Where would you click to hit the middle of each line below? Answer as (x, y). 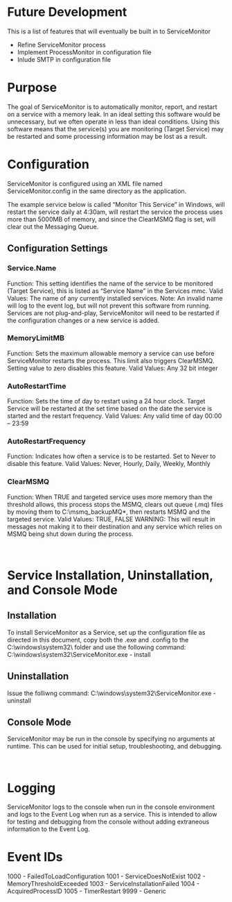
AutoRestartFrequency (47, 442)
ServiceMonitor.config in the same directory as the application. (97, 191)
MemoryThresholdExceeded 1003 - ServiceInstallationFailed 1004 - (103, 884)
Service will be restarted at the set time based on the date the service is (110, 409)
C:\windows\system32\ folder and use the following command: (97, 647)
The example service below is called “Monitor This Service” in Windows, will (116, 204)
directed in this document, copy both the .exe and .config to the (98, 640)
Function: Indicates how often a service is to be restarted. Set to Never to (111, 456)
